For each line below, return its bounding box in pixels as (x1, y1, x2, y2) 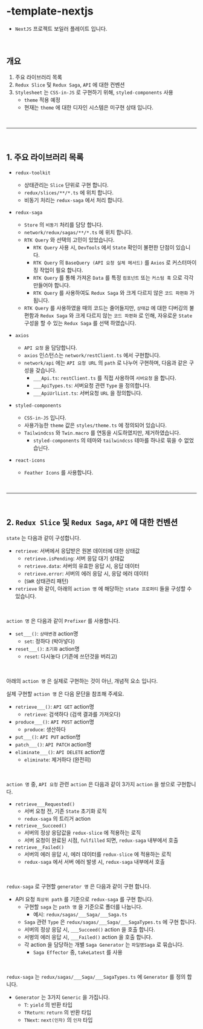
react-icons (14, 457, 45, 464)
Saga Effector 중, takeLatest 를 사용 (33, 948, 123, 956)
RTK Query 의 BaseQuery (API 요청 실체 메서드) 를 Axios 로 (33, 258, 171, 266)
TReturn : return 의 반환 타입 (24, 1009, 92, 1016)
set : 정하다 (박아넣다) (24, 637, 76, 645)
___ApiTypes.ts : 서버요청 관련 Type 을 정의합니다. (33, 381, 151, 389)
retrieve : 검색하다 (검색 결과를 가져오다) (24, 711, 121, 718)
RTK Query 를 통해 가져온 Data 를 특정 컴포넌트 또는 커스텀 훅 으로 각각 (33, 274, 194, 281)
